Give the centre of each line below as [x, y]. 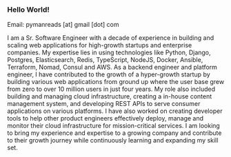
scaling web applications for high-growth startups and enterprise [100, 45]
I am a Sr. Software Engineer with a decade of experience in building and [111, 38]
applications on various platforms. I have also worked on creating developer [115, 111]
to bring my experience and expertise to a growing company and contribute [114, 133]
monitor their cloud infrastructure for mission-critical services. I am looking [114, 126]
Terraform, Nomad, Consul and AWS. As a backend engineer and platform [112, 67]
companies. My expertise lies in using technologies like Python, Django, [109, 52]
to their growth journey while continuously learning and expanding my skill [113, 140]
